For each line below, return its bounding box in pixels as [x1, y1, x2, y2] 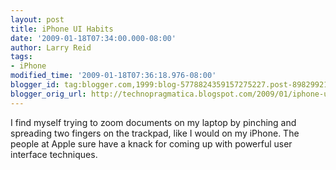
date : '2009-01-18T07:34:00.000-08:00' [10, 33, 177, 43]
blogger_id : [10, 80, 60, 90]
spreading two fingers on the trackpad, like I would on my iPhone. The [10, 127, 300, 139]
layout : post [10, 14, 65, 25]
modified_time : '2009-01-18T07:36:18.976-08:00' [10, 71, 217, 81]
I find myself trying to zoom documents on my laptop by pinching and [10, 116, 297, 128]
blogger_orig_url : [10, 89, 87, 99]
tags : [10, 52, 33, 62]
